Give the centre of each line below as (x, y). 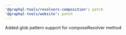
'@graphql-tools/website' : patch (39, 14)
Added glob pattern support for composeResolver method (63, 27)
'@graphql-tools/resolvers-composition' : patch (54, 9)
